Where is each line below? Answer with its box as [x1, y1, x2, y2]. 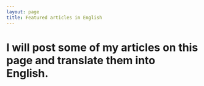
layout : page [6, 8, 40, 15]
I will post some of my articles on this [6, 41, 199, 55]
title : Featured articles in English [6, 15, 103, 21]
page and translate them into [6, 53, 156, 67]
